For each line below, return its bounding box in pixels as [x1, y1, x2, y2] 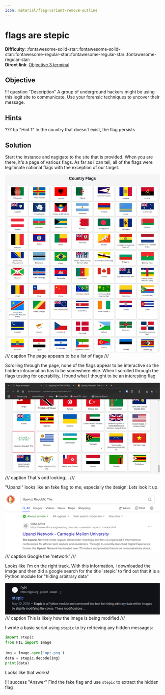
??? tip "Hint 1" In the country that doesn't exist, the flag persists [5, 127, 135, 133]
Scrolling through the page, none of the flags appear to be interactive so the [5, 363, 159, 368]
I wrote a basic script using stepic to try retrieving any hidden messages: [5, 625, 153, 631]
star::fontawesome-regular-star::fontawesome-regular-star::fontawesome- [5, 51, 157, 57]
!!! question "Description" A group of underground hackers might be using [5, 89, 155, 95]
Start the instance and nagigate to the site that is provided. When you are [5, 154, 153, 160]
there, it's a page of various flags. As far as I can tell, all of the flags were [5, 159, 153, 165]
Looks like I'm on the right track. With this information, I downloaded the [5, 563, 151, 569]
